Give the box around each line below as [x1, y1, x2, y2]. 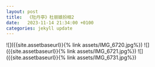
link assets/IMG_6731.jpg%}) [67, 54, 137, 61]
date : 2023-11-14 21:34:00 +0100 [6, 20, 94, 25]
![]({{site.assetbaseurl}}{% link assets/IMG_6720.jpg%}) [6, 42, 143, 49]
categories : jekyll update [6, 25, 73, 31]
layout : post [6, 8, 38, 15]
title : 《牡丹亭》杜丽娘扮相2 [6, 14, 75, 20]
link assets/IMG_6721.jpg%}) [67, 48, 137, 55]
